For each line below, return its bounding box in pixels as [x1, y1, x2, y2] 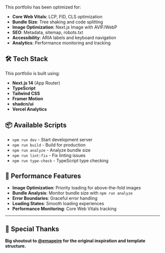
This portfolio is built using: [5, 70, 60, 76]
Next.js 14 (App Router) [12, 80, 60, 86]
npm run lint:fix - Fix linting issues [12, 152, 86, 158]
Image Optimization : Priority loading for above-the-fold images [12, 185, 141, 191]
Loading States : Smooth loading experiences [12, 201, 105, 207]
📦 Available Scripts [5, 121, 67, 130]
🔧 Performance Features [5, 172, 82, 181]
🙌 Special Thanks [5, 224, 59, 233]
